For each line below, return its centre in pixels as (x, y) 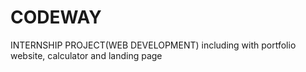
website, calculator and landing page (86, 55)
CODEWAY (56, 17)
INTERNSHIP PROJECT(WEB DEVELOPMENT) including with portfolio (153, 45)
